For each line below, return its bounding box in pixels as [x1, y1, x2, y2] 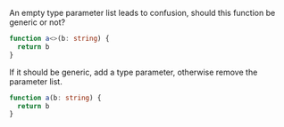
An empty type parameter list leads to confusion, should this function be [9, 8, 276, 18]
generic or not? [9, 17, 65, 28]
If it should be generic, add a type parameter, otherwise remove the [9, 67, 258, 77]
